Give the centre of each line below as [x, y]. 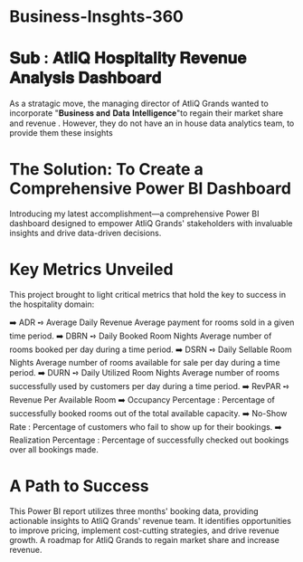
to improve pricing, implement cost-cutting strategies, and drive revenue [144, 530]
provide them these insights [61, 133]
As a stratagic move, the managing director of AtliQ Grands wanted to [139, 104]
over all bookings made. [54, 449]
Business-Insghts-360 [96, 17]
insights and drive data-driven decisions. [85, 233]
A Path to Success [79, 486]
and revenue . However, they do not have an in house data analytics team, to [152, 123]
